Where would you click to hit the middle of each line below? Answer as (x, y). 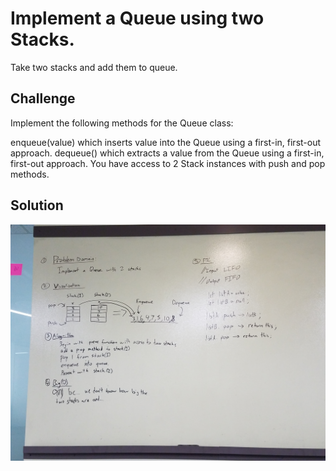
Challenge (43, 98)
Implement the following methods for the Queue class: (122, 123)
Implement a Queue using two (137, 18)
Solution (37, 205)
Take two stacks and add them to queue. (94, 67)
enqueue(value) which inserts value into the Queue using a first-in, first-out (166, 142)
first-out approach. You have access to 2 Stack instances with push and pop (168, 163)
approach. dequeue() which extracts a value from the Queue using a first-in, (167, 153)
